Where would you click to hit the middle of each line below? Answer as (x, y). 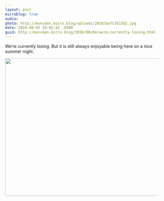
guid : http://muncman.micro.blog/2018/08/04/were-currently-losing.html (81, 32)
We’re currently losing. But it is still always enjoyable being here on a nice (79, 46)
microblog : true (21, 14)
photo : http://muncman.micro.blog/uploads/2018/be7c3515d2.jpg (71, 23)
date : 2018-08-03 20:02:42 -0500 (39, 28)
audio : (12, 19)
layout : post (18, 10)
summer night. (20, 51)
